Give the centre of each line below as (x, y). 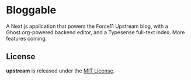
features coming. (27, 38)
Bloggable (31, 10)
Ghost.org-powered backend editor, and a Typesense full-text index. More (95, 32)
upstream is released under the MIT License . (60, 71)
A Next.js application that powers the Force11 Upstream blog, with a (87, 26)
